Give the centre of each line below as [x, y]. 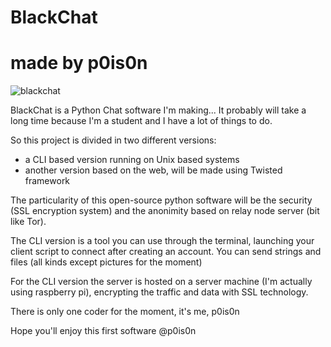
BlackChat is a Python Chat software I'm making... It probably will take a [158, 110]
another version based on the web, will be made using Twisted [153, 170]
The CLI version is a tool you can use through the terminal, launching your [162, 241]
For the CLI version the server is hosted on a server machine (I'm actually [161, 282]
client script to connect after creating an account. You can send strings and [166, 252]
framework [47, 181]
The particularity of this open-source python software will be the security [161, 200]
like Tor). [28, 222]
